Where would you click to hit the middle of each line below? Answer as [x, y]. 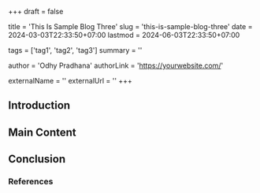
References [31, 182]
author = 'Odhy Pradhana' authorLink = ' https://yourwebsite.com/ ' [116, 65]
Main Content [42, 132]
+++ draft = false [36, 11]
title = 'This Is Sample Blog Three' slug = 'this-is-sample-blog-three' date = [130, 26]
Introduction [39, 106]
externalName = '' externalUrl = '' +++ [70, 81]
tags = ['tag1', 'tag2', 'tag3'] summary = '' [75, 50]
